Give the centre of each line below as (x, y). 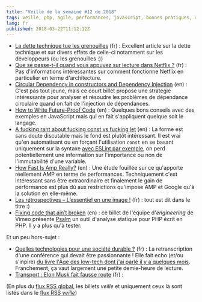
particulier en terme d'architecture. (58, 78)
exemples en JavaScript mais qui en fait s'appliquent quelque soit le (99, 117)
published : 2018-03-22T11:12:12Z (48, 29)
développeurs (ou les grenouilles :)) (59, 59)
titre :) (22, 207)
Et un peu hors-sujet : (33, 237)
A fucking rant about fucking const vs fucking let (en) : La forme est (99, 129)
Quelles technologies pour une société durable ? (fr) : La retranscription (104, 249)
